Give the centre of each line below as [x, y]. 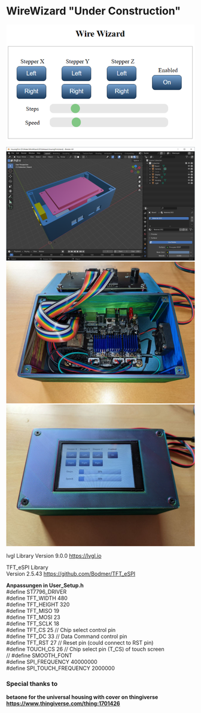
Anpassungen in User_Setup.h [45, 585]
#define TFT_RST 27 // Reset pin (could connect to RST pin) [80, 643]
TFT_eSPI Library [28, 567]
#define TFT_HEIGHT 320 [38, 604]
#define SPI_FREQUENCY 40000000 [52, 662]
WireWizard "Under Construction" [94, 11]
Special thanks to [32, 684]
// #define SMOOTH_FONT [39, 655]
